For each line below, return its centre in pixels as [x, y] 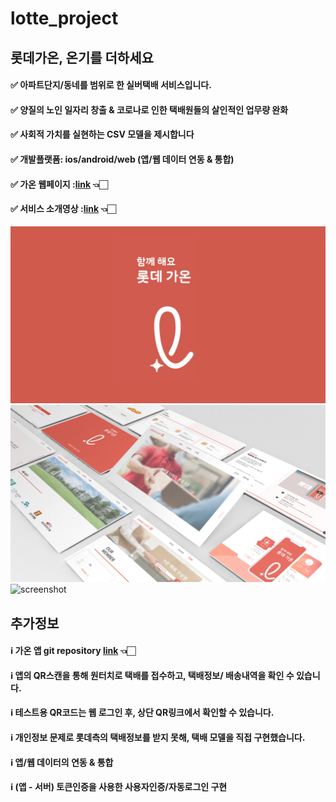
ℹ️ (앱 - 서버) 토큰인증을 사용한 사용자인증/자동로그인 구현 [119, 787]
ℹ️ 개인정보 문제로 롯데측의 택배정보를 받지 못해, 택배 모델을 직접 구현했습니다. [158, 738]
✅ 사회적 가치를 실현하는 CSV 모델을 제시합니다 [102, 134]
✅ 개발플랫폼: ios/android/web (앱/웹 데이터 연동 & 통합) [122, 159]
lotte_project [64, 18]
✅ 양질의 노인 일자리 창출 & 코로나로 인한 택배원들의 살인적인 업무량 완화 [149, 109]
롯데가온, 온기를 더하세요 [82, 57]
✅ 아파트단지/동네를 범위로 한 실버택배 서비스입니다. [111, 85]
